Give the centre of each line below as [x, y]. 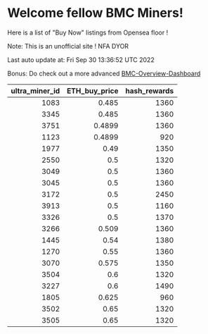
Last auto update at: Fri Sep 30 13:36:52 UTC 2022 [81, 60]
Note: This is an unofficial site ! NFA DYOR [68, 46]
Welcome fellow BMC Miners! [96, 13]
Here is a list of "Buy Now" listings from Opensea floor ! [88, 32]
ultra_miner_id [35, 91]
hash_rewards [150, 91]
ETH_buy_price [92, 91]
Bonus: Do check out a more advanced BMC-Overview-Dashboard [104, 73]
